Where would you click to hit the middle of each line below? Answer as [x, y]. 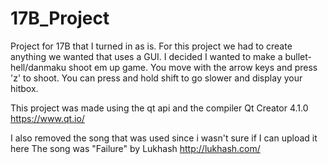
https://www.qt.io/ [47, 118]
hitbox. [24, 88]
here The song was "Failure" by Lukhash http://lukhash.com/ [135, 148]
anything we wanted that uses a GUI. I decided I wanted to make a [146, 56]
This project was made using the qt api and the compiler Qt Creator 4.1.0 [159, 108]
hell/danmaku [38, 67]
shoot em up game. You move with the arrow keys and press [193, 67]
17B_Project [60, 18]
